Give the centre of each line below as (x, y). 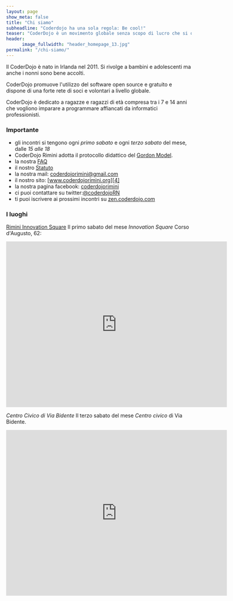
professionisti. (23, 114)
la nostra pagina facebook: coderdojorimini (67, 187)
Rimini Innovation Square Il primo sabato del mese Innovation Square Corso (98, 227)
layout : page (22, 11)
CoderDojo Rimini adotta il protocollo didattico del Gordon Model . (94, 155)
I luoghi (17, 214)
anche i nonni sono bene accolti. (46, 73)
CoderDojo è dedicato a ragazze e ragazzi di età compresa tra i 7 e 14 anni (96, 102)
